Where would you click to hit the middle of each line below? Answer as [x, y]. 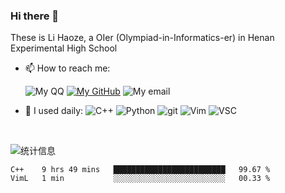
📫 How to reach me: [67, 68]
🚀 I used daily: [54, 111]
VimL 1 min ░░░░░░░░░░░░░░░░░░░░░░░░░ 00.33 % [140, 179]
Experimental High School [64, 48]
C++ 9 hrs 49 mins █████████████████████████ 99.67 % [140, 170]
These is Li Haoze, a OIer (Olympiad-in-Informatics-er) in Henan [142, 38]
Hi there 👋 [35, 16]
